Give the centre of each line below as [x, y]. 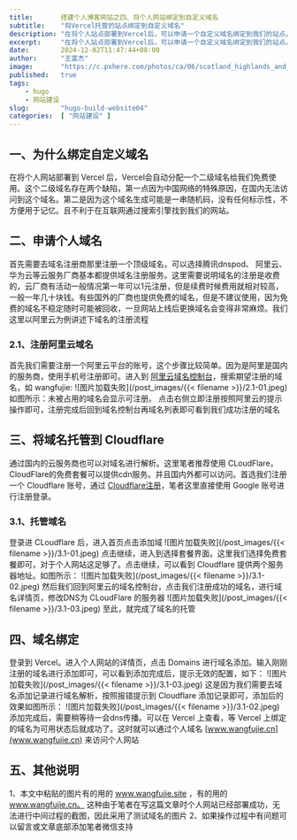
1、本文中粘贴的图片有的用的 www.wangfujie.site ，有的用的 [118, 793]
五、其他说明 [44, 771]
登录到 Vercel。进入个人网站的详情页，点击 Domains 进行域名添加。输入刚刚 [148, 662]
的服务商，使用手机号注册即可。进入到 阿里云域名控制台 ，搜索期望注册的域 [146, 376]
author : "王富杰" [49, 58]
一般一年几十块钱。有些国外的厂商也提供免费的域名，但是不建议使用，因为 [145, 297]
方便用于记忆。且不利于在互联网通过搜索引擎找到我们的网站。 [122, 210]
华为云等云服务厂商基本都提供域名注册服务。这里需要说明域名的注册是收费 [145, 274]
